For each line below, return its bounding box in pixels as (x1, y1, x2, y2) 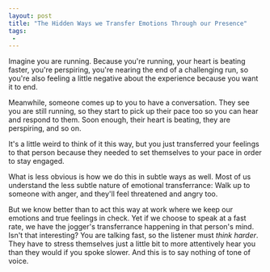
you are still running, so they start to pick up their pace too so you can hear (8, 107, 259, 116)
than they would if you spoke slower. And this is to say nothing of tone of (8, 248, 251, 257)
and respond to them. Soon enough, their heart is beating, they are (8, 115, 230, 125)
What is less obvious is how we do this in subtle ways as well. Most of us (8, 172, 251, 182)
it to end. (8, 82, 38, 92)
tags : (8, 27, 27, 35)
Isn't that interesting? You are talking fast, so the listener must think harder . (8, 231, 259, 241)
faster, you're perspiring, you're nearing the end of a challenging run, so (8, 65, 249, 75)
